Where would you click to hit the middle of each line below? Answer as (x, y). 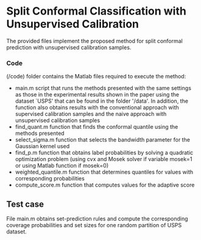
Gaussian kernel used (42, 146)
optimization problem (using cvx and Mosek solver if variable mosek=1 (104, 159)
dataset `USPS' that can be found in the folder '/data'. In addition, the (102, 101)
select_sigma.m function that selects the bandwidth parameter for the (103, 140)
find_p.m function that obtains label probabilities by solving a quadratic (104, 153)
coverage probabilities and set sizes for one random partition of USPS (94, 225)
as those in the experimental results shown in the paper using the (97, 95)
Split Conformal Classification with (97, 11)
